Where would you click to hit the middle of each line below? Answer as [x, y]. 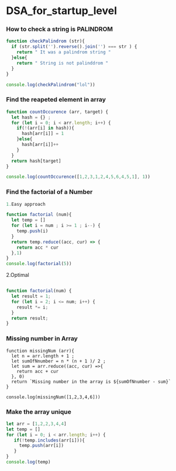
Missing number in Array [42, 338]
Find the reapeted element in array [56, 100]
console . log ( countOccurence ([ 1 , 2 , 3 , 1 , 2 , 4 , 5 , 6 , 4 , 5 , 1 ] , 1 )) [78, 177]
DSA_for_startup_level [62, 11]
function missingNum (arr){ [40, 351]
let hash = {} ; [31, 117]
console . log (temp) [28, 462]
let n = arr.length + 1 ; [43, 356]
